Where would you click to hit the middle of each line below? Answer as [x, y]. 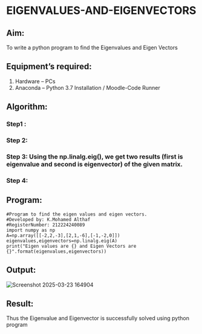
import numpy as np [31, 230]
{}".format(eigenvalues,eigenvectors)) [57, 251]
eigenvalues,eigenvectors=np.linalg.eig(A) [62, 240]
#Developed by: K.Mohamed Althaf [48, 219]
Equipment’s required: [49, 66]
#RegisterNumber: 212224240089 [46, 225]
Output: [21, 270]
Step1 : [16, 124]
